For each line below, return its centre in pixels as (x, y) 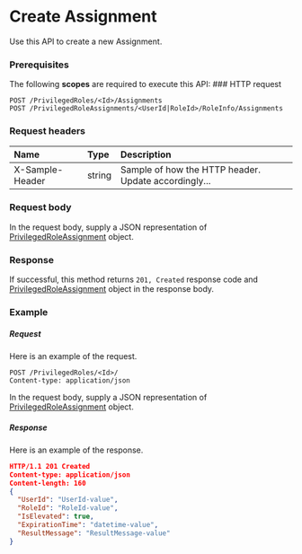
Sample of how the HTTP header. (190, 170)
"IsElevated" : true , (56, 517)
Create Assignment (83, 17)
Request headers (48, 131)
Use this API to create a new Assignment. (86, 41)
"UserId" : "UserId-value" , (68, 500)
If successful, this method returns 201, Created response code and (134, 279)
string (99, 175)
